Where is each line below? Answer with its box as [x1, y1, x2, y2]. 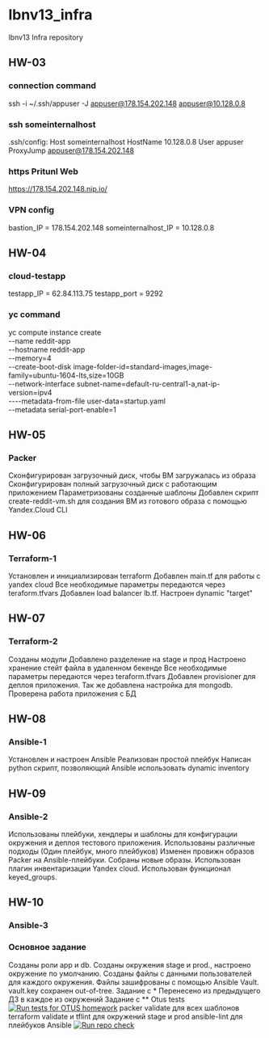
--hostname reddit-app [8, 344, 86, 354]
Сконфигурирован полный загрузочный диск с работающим [8, 479, 217, 489]
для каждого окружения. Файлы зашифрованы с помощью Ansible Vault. [8, 977, 260, 987]
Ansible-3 [8, 920, 48, 931]
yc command [8, 309, 61, 320]
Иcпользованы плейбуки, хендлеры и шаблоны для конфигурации [8, 829, 238, 838]
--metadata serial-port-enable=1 [8, 404, 117, 414]
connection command [8, 80, 97, 91]
